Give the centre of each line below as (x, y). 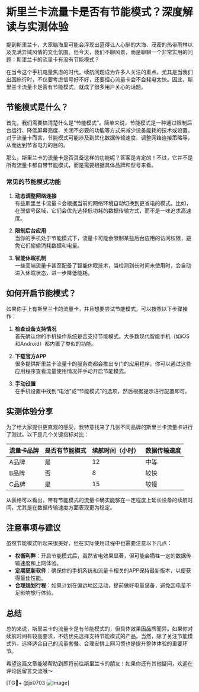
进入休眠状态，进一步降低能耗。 (54, 273)
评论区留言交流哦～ (30, 671)
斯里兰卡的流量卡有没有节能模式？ (58, 59)
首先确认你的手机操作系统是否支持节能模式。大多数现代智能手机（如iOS (102, 336)
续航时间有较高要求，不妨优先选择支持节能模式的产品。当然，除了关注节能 (97, 636)
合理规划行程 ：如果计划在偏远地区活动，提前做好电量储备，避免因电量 (100, 585)
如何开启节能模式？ (41, 293)
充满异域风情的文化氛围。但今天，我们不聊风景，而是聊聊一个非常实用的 (99, 52)
